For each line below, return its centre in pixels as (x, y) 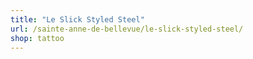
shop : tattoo (37, 38)
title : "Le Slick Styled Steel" (77, 19)
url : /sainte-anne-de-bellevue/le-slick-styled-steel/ (127, 29)
